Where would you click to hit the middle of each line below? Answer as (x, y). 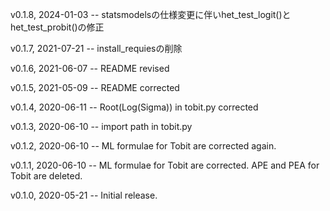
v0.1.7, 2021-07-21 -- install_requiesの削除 (96, 48)
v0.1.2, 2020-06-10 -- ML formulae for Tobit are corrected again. (143, 146)
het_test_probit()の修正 (57, 27)
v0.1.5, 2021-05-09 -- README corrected (95, 87)
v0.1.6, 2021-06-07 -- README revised (90, 68)
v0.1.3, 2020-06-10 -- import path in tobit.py (101, 126)
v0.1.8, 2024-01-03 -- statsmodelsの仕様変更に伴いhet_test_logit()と (151, 14)
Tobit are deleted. (46, 176)
